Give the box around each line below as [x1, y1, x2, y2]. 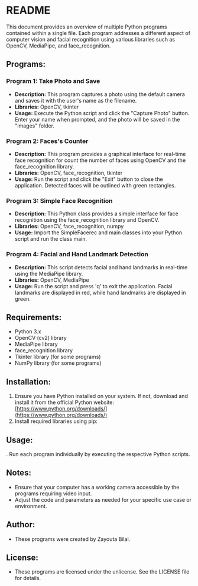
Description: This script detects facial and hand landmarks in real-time [14, 263, 188, 270]
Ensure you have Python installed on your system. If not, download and [14, 393, 188, 400]
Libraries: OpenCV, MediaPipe [14, 276, 90, 284]
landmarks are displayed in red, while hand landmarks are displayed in [14, 289, 186, 296]
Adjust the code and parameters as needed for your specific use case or [14, 496, 192, 503]
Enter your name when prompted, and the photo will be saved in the [14, 116, 180, 123]
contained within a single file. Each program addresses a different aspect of [6, 29, 191, 36]
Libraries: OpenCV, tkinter [14, 103, 79, 110]
